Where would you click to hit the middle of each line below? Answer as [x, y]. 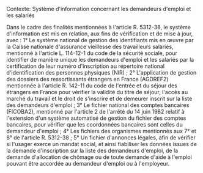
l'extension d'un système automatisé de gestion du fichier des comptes [96, 118]
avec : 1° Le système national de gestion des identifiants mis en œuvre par [100, 40]
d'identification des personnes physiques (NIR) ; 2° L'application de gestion [102, 72]
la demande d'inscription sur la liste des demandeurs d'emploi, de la [92, 150]
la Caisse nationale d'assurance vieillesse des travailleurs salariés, [90, 46]
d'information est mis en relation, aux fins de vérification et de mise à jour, [100, 34]
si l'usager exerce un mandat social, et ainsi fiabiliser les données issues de [102, 144]
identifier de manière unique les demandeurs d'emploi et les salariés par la [100, 60]
